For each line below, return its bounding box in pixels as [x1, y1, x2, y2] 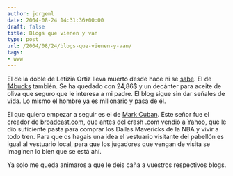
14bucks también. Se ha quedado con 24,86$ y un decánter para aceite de [7, 81, 222, 90]
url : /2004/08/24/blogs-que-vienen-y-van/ [7, 42, 132, 49]
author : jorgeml [7, 10, 54, 17]
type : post [7, 36, 39, 43]
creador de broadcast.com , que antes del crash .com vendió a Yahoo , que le [7, 118, 227, 126]
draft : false [7, 23, 45, 30]
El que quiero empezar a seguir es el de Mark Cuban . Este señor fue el [7, 110, 210, 118]
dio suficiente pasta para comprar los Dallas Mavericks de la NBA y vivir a [7, 125, 219, 133]
